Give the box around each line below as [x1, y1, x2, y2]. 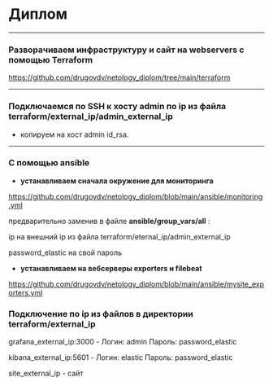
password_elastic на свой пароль [8, 248, 123, 257]
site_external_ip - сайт [8, 368, 84, 379]
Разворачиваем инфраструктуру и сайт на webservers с [8, 44, 245, 55]
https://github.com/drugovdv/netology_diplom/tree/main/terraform [8, 72, 231, 82]
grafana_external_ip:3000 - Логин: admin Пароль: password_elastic [8, 337, 237, 347]
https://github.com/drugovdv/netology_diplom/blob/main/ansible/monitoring [8, 191, 263, 201]
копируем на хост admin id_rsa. [19, 129, 129, 139]
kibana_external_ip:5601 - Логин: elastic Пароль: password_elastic [8, 353, 233, 362]
